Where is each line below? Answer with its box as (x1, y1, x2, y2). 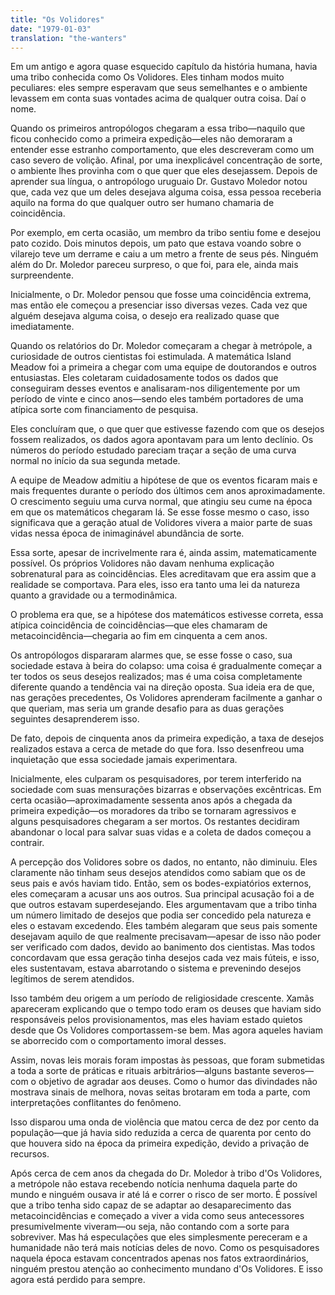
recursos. (10, 1148, 50, 1160)
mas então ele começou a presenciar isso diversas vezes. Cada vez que (10, 299, 308, 311)
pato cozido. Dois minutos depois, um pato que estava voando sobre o (10, 237, 302, 250)
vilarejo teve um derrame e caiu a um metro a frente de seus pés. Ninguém (10, 248, 319, 260)
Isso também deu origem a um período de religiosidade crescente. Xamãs (10, 992, 315, 1005)
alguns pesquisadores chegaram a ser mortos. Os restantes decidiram (10, 816, 300, 828)
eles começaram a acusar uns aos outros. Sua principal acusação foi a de (10, 888, 315, 900)
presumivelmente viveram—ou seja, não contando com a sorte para (10, 1221, 290, 1233)
